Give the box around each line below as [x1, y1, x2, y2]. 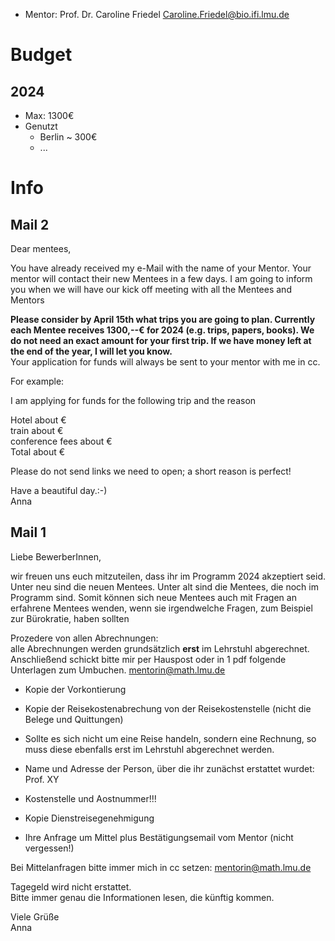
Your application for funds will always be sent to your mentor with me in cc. [10, 356, 321, 368]
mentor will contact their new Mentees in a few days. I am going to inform [10, 273, 313, 284]
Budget [10, 44, 73, 66]
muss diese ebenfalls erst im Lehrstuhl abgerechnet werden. [24, 743, 275, 755]
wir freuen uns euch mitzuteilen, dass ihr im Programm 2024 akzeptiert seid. [10, 570, 326, 582]
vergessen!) [24, 842, 75, 854]
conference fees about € [10, 435, 113, 447]
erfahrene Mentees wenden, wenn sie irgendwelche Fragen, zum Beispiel [10, 602, 313, 614]
